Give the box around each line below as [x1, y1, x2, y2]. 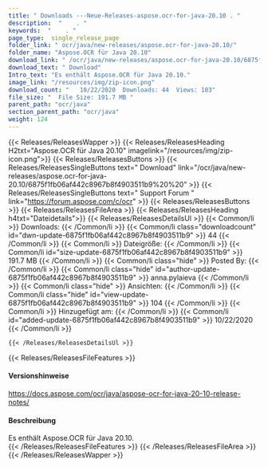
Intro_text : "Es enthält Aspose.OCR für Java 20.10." [8, 71, 191, 79]
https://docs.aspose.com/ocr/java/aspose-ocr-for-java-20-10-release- [8, 389, 241, 398]
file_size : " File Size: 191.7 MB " [8, 93, 134, 101]
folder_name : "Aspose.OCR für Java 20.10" [8, 49, 152, 57]
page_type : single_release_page [8, 33, 120, 42]
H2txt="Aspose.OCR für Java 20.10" [8, 145, 127, 155]
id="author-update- [155, 264, 220, 273]
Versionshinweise [8, 371, 69, 381]
